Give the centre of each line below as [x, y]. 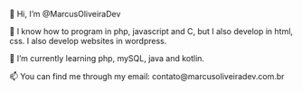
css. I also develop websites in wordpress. [88, 41]
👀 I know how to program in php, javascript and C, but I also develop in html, [151, 31]
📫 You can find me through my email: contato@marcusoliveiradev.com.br [147, 76]
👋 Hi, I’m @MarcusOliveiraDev [65, 14]
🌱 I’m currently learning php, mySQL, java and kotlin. [107, 58]
